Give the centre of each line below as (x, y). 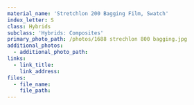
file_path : (35, 90)
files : (17, 78)
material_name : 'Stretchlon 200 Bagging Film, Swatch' (88, 13)
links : (17, 59)
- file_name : (32, 84)
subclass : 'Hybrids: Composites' (55, 33)
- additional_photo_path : (51, 52)
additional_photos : (35, 46)
